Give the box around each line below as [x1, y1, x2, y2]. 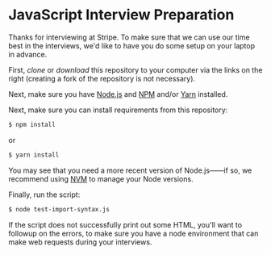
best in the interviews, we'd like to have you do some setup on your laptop [8, 40, 256, 50]
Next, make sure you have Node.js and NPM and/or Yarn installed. [8, 89, 228, 98]
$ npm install [8, 120, 56, 128]
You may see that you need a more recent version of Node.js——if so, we [8, 165, 252, 175]
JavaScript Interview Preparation [8, 6, 235, 24]
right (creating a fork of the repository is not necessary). [8, 73, 196, 83]
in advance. [8, 49, 48, 59]
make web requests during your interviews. [8, 236, 152, 247]
